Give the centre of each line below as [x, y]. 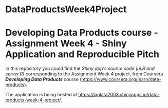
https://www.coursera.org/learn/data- [122, 79]
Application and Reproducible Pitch [82, 54]
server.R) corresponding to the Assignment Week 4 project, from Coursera [84, 74]
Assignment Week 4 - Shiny [66, 44]
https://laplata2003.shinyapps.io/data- [119, 95]
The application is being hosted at [41, 95]
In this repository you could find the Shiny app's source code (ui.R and [80, 69]
